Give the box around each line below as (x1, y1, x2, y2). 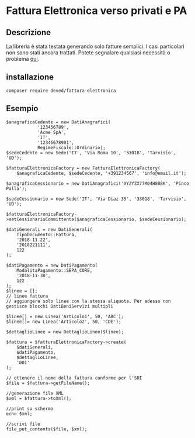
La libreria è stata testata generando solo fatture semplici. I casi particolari (6, 43, 185, 50)
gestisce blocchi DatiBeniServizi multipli (6, 303, 114, 309)
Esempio (6, 104, 39, 113)
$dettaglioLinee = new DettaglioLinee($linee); (6, 329, 124, 334)
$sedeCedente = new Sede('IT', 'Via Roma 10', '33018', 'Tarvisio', (6, 150, 176, 156)
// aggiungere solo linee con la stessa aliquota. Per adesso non (6, 298, 171, 304)
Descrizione (6, 27, 51, 37)
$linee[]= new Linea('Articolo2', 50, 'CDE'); (6, 319, 121, 325)
